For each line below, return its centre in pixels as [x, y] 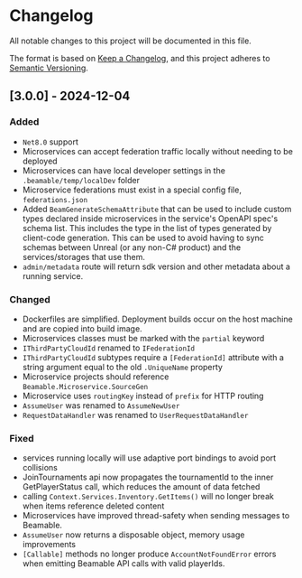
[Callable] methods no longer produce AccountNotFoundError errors [149, 554]
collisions [40, 468]
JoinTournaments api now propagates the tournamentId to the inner [148, 477]
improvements [49, 545]
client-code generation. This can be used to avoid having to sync [143, 238]
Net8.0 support [50, 142]
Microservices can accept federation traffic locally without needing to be [157, 151]
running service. [53, 275]
